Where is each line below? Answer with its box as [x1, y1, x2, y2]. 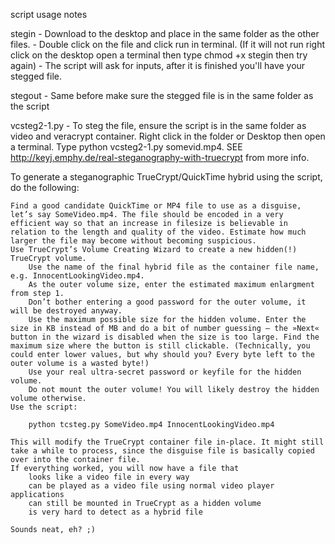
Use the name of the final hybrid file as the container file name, [28, 262, 320, 272]
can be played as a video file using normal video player [28, 481, 275, 491]
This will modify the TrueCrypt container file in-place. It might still [10, 437, 325, 447]
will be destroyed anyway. [10, 306, 123, 316]
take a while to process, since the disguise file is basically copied [10, 446, 315, 456]
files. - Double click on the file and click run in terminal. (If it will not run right [10, 39, 326, 50]
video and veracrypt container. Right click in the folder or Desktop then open [10, 130, 326, 142]
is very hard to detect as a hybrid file [28, 507, 203, 517]
